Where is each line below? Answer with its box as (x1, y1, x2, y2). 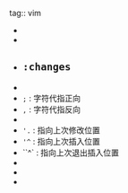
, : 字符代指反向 (21, 103, 81, 115)
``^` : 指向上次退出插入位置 (21, 147, 119, 158)
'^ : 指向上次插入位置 (21, 136, 101, 146)
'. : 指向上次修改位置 (21, 125, 101, 136)
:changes (21, 60, 72, 74)
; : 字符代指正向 (21, 92, 81, 103)
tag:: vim (9, 8, 42, 18)
